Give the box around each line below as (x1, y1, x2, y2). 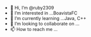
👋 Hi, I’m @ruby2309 (10, 5, 54, 10)
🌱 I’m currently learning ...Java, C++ (10, 15, 86, 21)
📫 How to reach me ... (10, 26, 58, 32)
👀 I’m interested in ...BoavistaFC (10, 10, 78, 16)
